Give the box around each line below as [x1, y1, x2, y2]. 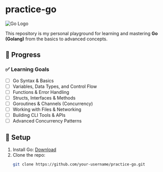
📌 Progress [5, 51, 41, 59]
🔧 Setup [5, 133, 31, 141]
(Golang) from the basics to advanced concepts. [5, 36, 108, 42]
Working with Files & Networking [12, 106, 81, 112]
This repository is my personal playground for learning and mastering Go [5, 30, 158, 36]
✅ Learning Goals [5, 66, 49, 73]
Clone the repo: [12, 152, 46, 158]
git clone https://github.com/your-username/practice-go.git [12, 162, 146, 167]
